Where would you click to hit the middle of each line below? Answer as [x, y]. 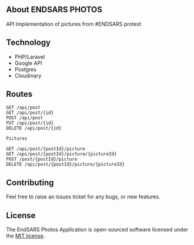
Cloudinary [28, 76]
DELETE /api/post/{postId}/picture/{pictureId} [66, 165]
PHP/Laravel [30, 57]
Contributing [30, 182]
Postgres [26, 69]
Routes [19, 94]
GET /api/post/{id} [30, 113]
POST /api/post [25, 118]
